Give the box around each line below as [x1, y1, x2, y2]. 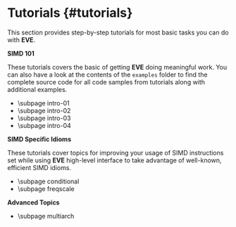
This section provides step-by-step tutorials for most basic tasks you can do [7, 28, 229, 37]
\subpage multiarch [17, 212, 75, 220]
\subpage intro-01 [17, 98, 70, 107]
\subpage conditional [17, 177, 80, 186]
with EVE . [7, 35, 36, 44]
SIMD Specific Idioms [7, 135, 72, 143]
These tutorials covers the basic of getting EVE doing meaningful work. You [7, 63, 228, 71]
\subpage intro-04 [17, 121, 72, 129]
